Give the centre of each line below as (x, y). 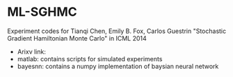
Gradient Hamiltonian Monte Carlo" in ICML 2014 (77, 38)
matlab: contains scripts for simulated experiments (90, 58)
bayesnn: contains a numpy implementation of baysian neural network (118, 66)
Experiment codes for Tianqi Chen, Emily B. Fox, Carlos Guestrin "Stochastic (117, 31)
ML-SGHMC (42, 12)
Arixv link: (32, 52)
